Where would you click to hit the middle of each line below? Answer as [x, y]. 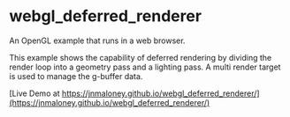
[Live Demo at [34, 93]
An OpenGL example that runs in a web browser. [97, 40]
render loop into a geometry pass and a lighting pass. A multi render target [145, 67]
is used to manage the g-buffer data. [76, 76]
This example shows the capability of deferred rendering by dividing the [141, 57]
